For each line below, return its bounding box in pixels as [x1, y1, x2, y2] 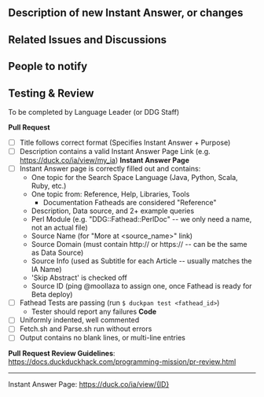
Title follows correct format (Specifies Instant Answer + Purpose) [19, 138, 231, 147]
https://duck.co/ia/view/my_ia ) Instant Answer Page [19, 156, 190, 165]
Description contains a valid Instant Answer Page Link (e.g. [19, 147, 211, 156]
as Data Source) [31, 248, 84, 258]
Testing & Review [8, 86, 94, 100]
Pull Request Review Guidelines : [8, 349, 115, 358]
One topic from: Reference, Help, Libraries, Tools [31, 189, 190, 199]
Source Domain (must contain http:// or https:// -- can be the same [31, 240, 247, 249]
